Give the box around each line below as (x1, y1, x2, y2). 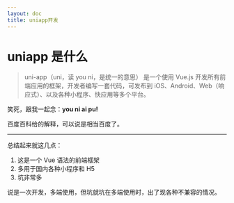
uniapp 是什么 (7, 49, 88, 65)
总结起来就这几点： (7, 141, 63, 149)
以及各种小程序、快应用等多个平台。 (45, 90, 150, 99)
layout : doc (7, 10, 42, 17)
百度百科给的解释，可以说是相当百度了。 (7, 120, 123, 129)
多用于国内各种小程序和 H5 (17, 165, 95, 173)
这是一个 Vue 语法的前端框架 (17, 156, 100, 164)
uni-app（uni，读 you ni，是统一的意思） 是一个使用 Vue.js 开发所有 (24, 73, 220, 81)
